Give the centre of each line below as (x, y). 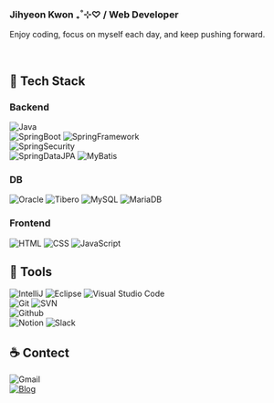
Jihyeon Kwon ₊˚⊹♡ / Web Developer (94, 15)
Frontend (30, 223)
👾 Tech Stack (47, 81)
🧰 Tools (31, 272)
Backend (30, 107)
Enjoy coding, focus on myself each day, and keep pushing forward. (137, 35)
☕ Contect (40, 352)
